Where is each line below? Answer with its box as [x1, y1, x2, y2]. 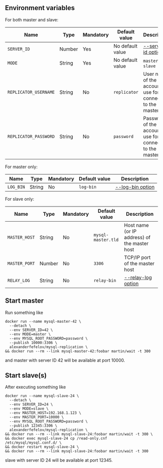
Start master [5, 296, 44, 305]
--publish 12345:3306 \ [9, 423, 57, 428]
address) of [124, 234, 151, 241]
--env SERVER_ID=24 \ [9, 402, 53, 407]
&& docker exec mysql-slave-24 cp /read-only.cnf [5, 436, 108, 441]
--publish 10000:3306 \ [9, 340, 57, 345]
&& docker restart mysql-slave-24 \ [5, 445, 79, 450]
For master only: [5, 164, 38, 170]
